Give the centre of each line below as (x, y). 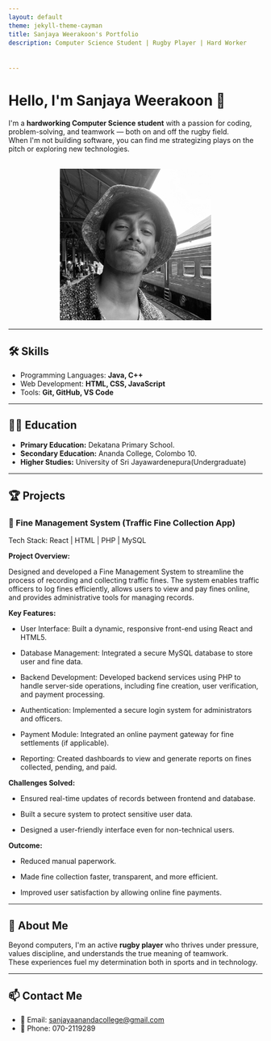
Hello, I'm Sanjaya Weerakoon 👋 (117, 101)
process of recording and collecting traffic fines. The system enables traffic (134, 580)
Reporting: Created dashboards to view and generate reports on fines (135, 759)
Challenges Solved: (42, 783)
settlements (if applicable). (65, 743)
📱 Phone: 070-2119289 (58, 1028)
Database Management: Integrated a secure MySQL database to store (136, 653)
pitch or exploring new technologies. (69, 149)
